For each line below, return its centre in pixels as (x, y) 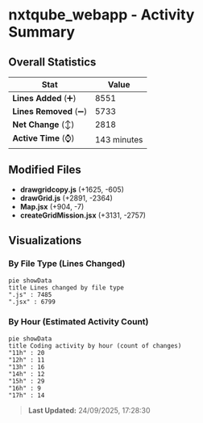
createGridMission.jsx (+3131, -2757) (83, 215)
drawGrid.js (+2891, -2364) (66, 198)
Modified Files (45, 170)
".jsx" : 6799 (32, 302)
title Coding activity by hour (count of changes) (95, 345)
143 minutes (119, 139)
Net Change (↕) (43, 125)
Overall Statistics (52, 62)
